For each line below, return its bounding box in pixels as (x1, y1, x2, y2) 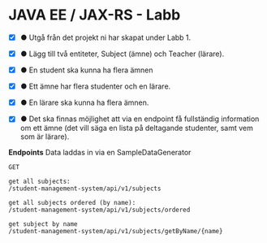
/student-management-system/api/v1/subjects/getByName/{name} (8, 228, 223, 236)
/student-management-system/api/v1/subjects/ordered (8, 206, 191, 215)
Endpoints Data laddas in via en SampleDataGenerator (8, 148, 192, 158)
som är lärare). (19, 132, 70, 141)
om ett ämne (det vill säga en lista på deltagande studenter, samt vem (19, 124, 253, 133)
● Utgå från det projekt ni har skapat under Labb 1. (19, 33, 192, 42)
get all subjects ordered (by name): (8, 199, 136, 207)
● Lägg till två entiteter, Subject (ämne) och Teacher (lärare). (19, 49, 225, 59)
